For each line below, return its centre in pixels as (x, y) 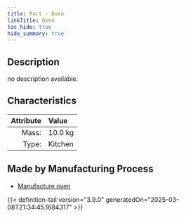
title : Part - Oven (36, 14)
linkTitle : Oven (31, 20)
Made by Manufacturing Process (80, 169)
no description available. (43, 79)
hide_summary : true (36, 33)
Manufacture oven (44, 186)
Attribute (26, 120)
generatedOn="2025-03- (142, 199)
